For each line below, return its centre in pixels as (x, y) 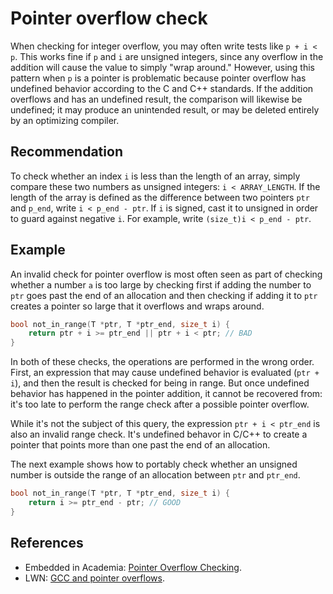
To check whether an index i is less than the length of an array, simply (155, 176)
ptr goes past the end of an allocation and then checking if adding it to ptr (164, 295)
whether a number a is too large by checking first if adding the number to (161, 284)
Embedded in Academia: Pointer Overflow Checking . (133, 567)
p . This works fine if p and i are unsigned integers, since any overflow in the (167, 56)
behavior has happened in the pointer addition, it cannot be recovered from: (166, 394)
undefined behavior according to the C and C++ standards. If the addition (162, 88)
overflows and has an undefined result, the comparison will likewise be (156, 99)
